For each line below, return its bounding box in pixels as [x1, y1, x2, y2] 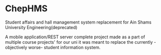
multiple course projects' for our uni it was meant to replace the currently [5, 39, 153, 45]
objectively [5, 44, 27, 50]
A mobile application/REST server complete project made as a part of [5, 34, 145, 40]
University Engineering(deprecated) [5, 24, 78, 30]
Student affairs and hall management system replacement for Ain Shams [5, 19, 152, 25]
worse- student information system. [28, 44, 101, 50]
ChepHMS [5, 3, 48, 14]
